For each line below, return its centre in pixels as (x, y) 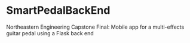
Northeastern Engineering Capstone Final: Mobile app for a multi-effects (95, 27)
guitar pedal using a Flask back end (50, 33)
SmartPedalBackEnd (58, 10)
